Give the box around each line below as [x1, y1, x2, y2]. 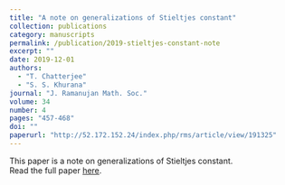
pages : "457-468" [9, 114, 75, 123]
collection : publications [9, 22, 107, 31]
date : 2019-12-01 [9, 55, 75, 64]
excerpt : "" [9, 47, 54, 56]
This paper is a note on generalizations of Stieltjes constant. [9, 155, 233, 166]
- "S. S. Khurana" [17, 80, 88, 89]
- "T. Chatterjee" [17, 72, 88, 81]
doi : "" [9, 123, 39, 132]
